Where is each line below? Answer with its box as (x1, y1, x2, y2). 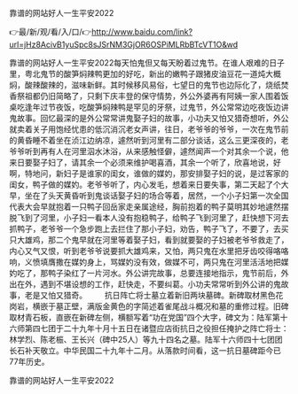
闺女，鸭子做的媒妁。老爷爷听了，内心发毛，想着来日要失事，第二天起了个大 (9, 180, 289, 189)
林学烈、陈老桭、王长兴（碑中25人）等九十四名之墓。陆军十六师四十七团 (9, 335, 275, 344)
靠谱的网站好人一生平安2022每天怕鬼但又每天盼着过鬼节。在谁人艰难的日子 (9, 58, 286, 68)
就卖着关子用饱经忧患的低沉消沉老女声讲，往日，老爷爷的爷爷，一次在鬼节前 (9, 124, 289, 135)
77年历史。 (9, 357, 51, 367)
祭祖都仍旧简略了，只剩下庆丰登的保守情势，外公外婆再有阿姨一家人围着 (16, 91, 281, 101)
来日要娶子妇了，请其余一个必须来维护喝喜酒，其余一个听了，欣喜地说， (9, 158, 273, 167)
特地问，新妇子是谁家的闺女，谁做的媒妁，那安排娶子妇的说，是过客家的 (24, 168, 289, 179)
